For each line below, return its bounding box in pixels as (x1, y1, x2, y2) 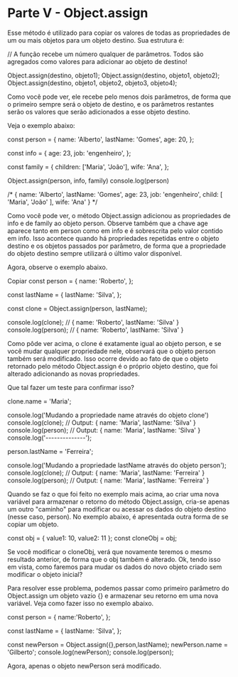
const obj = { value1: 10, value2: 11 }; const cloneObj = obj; (7, 534, 178, 542)
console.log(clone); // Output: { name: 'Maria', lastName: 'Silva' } (7, 418, 197, 427)
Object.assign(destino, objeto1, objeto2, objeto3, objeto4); (7, 78, 178, 87)
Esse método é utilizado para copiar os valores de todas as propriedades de (7, 28, 231, 37)
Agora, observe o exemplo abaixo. (7, 263, 108, 271)
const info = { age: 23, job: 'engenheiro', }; (7, 148, 131, 157)
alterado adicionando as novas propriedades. (7, 369, 140, 378)
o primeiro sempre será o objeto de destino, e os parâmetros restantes (7, 99, 215, 108)
